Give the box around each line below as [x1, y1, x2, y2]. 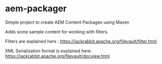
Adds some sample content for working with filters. [5, 29, 109, 34]
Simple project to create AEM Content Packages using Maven [5, 19, 130, 25]
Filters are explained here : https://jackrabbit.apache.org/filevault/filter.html [5, 38, 157, 44]
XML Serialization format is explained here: [5, 48, 92, 54]
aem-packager [5, 3, 67, 14]
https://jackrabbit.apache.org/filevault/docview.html [5, 53, 110, 59]
